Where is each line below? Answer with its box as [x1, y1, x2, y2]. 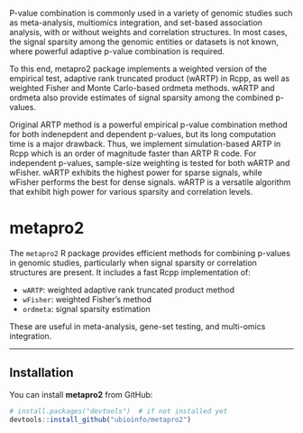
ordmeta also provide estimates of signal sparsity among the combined [9, 92, 274, 103]
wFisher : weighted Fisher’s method [22, 293, 151, 305]
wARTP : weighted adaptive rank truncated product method [22, 284, 234, 295]
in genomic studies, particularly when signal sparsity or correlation [9, 257, 257, 268]
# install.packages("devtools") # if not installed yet [9, 406, 228, 416]
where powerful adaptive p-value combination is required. [9, 46, 225, 57]
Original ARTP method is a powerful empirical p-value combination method [9, 119, 289, 130]
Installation [9, 365, 74, 381]
